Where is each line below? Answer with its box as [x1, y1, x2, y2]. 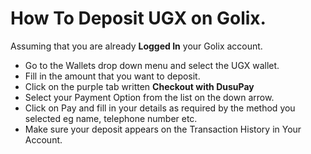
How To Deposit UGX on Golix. [10, 7, 267, 30]
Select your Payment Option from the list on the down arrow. [24, 91, 275, 103]
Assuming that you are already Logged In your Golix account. [10, 40, 263, 52]
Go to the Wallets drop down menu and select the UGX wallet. [24, 59, 280, 71]
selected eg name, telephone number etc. [24, 112, 198, 124]
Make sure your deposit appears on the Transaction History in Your [24, 123, 302, 135]
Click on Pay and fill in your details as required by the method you [24, 102, 296, 114]
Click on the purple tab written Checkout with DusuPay [24, 80, 255, 92]
